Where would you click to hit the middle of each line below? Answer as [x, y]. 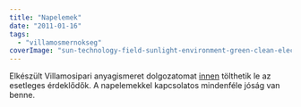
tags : [19, 34]
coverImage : [31, 51]
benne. [22, 95]
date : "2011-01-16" [46, 26]
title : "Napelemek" [46, 17]
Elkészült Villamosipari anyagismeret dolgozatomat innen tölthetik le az [140, 76]
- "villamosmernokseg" [60, 42]
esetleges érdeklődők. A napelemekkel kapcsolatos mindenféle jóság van [145, 86]
